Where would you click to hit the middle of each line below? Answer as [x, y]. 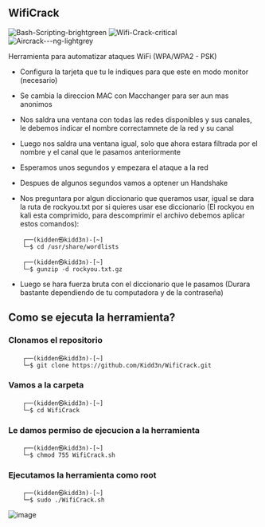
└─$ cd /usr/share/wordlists [71, 246]
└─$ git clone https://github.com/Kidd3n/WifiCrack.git [117, 365]
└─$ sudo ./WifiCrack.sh [64, 500]
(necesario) [39, 80]
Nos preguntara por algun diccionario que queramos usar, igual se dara [137, 198]
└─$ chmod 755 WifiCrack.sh [69, 455]
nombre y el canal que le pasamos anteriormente [100, 151]
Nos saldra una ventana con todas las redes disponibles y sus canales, [136, 120]
